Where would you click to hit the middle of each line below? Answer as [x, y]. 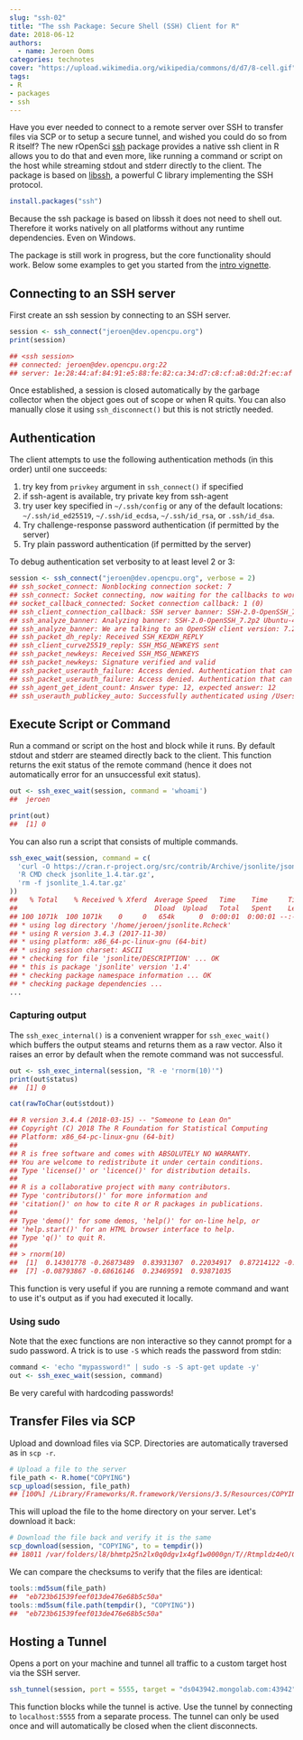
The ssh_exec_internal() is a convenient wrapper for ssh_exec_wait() [140, 1035]
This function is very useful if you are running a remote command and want [149, 1289]
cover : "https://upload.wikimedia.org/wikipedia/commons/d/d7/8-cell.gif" [153, 69]
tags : [19, 77]
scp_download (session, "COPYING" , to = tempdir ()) [106, 1546]
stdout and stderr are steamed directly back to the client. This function [141, 756]
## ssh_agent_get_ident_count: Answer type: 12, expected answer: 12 [143, 687]
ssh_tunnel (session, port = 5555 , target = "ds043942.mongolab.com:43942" [153, 1689]
